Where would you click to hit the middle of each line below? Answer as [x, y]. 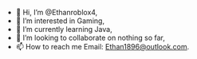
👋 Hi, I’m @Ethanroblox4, [57, 12]
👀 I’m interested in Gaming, [60, 21]
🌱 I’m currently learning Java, [64, 29]
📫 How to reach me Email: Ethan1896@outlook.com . [102, 47]
